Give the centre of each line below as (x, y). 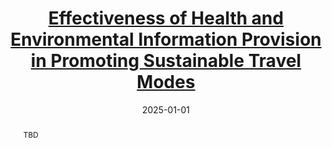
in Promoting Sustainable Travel (166, 61)
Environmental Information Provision (166, 39)
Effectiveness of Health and (166, 18)
